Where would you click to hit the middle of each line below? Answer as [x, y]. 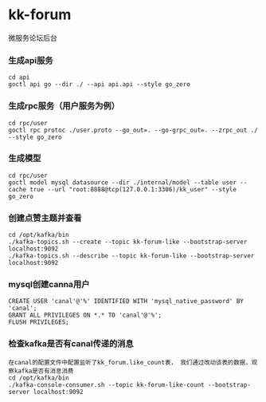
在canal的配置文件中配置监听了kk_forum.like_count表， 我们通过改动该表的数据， [130, 362]
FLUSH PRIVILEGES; [39, 322]
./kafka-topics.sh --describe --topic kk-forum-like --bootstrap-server [131, 256]
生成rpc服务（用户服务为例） [64, 106]
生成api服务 [31, 60]
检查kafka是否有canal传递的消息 [71, 344]
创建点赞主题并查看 [45, 218]
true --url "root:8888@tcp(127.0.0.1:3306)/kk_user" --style [133, 189]
